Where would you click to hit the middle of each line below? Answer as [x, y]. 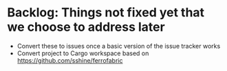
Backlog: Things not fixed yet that [106, 13]
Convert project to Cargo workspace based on [83, 53]
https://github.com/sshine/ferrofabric [70, 60]
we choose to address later [86, 27]
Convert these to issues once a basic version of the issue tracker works [119, 46]
